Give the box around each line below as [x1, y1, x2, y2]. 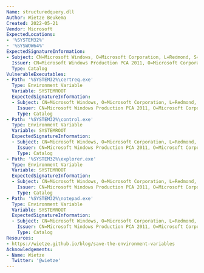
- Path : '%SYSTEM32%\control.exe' [6, 116, 94, 122]
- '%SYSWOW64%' [6, 43, 45, 49]
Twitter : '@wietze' [12, 258, 61, 264]
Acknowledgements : [6, 246, 53, 252]
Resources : [6, 235, 34, 241]
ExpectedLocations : [6, 32, 56, 38]
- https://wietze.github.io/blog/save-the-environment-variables [6, 241, 175, 247]
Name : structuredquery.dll [6, 9, 75, 15]
